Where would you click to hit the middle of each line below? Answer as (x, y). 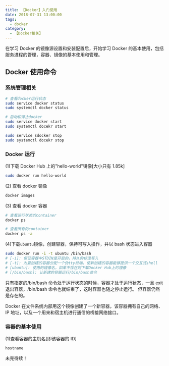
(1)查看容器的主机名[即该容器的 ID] (41, 338)
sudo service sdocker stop (34, 135)
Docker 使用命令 (31, 72)
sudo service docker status (35, 103)
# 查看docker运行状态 (26, 98)
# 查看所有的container (27, 229)
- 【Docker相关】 (26, 33)
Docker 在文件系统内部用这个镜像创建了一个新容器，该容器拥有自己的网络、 (84, 306)
